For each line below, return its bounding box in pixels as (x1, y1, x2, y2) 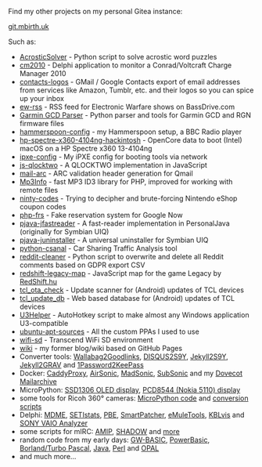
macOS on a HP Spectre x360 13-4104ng (19, 144, 153, 153)
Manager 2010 (19, 69, 66, 78)
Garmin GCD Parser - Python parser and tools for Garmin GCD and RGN (19, 110, 252, 120)
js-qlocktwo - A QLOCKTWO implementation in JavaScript (19, 161, 207, 169)
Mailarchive (19, 377, 57, 386)
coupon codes (19, 202, 66, 211)
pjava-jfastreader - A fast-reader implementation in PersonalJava (19, 219, 230, 228)
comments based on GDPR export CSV (19, 260, 145, 270)
